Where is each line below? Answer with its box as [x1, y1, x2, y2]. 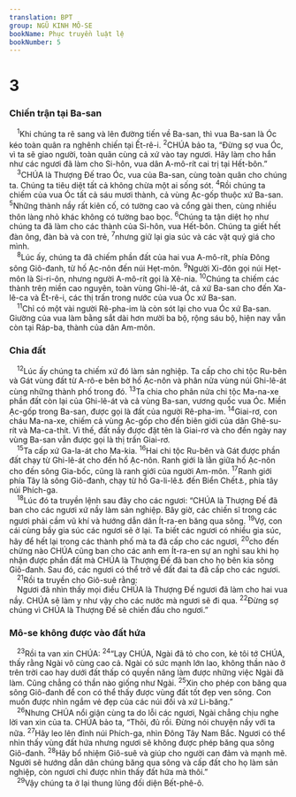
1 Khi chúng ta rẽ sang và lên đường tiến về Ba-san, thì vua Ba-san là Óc [17, 127, 277, 140]
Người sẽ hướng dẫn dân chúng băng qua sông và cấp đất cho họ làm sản [9, 757, 278, 768]
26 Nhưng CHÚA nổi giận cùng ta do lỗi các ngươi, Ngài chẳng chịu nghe [17, 706, 279, 718]
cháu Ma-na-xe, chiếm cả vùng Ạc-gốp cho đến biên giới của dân [9, 416, 249, 426]
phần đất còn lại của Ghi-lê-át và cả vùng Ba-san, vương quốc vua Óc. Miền [9, 395, 286, 406]
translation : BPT [9, 12, 73, 22]
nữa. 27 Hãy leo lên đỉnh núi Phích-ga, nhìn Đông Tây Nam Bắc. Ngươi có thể [9, 726, 285, 739]
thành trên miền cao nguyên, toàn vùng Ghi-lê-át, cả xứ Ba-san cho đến [9, 283, 272, 294]
